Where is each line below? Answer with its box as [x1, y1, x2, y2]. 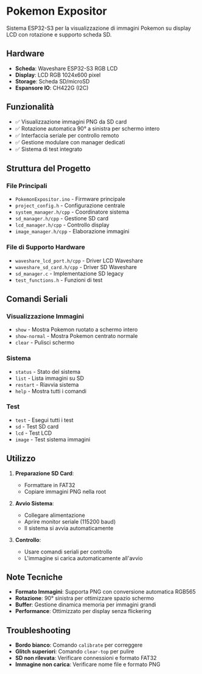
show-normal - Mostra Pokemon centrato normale [15, 332, 138, 340]
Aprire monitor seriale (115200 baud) [24, 518, 116, 525]
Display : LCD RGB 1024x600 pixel [15, 71, 101, 79]
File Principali [6, 181, 47, 190]
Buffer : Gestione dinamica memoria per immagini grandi [15, 601, 156, 608]
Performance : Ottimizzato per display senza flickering [15, 608, 152, 615]
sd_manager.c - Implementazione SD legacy [15, 270, 124, 277]
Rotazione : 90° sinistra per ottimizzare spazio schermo [15, 595, 154, 602]
